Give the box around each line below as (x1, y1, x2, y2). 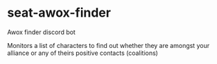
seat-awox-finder (7, 5, 111, 21)
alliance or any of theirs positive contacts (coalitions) (7, 49, 158, 57)
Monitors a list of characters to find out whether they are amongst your (7, 41, 210, 49)
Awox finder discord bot (7, 28, 76, 36)
